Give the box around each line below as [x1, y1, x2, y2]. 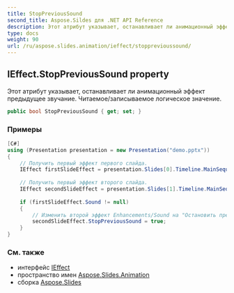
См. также [7, 248, 45, 257]
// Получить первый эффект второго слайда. [19, 179, 148, 186]
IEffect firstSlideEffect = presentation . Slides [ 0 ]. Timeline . [19, 166, 204, 173]
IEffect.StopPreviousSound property [7, 68, 169, 80]
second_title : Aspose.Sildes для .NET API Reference [7, 17, 164, 24]
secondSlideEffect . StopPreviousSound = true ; [32, 218, 167, 225]
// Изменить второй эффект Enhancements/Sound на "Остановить [32, 211, 217, 218]
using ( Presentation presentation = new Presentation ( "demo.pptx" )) [7, 146, 210, 153]
